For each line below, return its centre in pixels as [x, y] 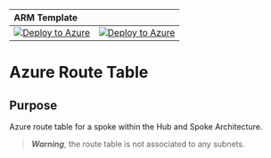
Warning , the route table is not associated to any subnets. [138, 144]
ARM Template [46, 17]
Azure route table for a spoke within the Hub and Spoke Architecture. [136, 127]
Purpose [33, 105]
